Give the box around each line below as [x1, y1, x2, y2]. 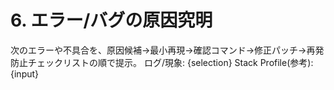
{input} [10, 67, 40, 80]
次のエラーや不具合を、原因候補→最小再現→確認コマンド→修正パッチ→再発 [10, 44, 325, 56]
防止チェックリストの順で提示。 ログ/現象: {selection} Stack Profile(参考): [10, 56, 314, 68]
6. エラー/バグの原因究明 [10, 9, 213, 32]
